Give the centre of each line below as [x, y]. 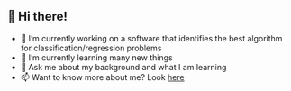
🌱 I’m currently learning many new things [96, 57]
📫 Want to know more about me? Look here [102, 77]
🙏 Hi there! [38, 17]
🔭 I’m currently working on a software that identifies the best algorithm [151, 38]
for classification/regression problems [91, 48]
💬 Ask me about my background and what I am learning [123, 67]
